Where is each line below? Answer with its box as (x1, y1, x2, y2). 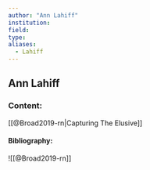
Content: (8, 100, 43, 111)
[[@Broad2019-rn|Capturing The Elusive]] (8, 118, 143, 128)
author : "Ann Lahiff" (8, 11, 79, 20)
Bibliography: (8, 136, 53, 146)
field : (8, 26, 30, 34)
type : (8, 33, 26, 42)
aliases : (8, 41, 37, 49)
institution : (8, 19, 51, 27)
